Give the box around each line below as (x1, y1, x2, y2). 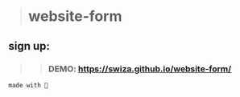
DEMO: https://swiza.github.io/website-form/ (48, 63, 232, 75)
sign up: (8, 39, 51, 53)
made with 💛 (8, 81, 48, 89)
